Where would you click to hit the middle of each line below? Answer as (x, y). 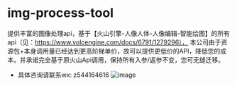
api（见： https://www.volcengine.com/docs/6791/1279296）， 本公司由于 (114, 42)
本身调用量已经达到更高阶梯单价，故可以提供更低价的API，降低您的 (122, 51)
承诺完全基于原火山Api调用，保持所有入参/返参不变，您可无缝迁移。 (125, 60)
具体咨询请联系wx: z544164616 (64, 75)
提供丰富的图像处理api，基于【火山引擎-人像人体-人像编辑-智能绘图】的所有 (119, 33)
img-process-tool (60, 13)
